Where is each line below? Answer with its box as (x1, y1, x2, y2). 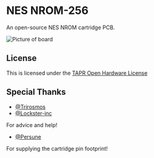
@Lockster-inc (15, 109, 53, 117)
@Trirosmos (15, 103, 46, 110)
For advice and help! (6, 121, 58, 128)
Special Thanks (6, 87, 66, 97)
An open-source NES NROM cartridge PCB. (6, 24, 115, 31)
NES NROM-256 (6, 4, 89, 18)
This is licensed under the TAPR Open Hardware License (6, 69, 148, 77)
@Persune (15, 133, 41, 140)
